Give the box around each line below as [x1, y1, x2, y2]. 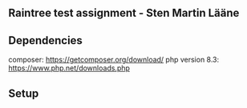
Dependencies [8, 34, 83, 47]
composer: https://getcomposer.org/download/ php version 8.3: [8, 55, 220, 65]
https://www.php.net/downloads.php [8, 63, 131, 73]
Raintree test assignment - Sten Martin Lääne [8, 6, 240, 20]
